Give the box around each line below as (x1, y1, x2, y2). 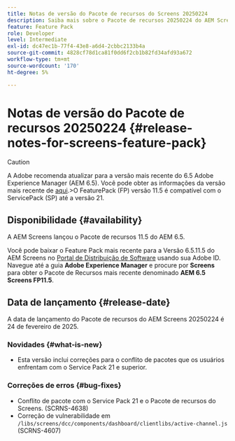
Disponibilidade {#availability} (7, 214, 143, 226)
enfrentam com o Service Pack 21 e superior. (17, 363, 148, 372)
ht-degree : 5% (7, 69, 49, 76)
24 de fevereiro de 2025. (7, 323, 79, 331)
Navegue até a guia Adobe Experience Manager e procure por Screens (7, 261, 215, 269)
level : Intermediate (7, 36, 68, 43)
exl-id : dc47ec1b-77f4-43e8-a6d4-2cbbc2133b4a (7, 43, 145, 50)
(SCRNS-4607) (17, 426, 62, 435)
